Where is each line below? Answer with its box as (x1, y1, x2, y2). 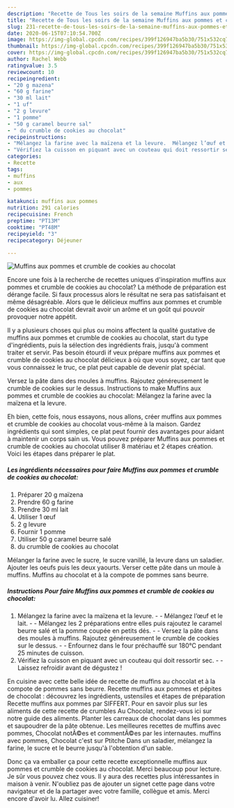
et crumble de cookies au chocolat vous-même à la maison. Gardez (7, 420, 201, 428)
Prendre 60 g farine (17, 498, 74, 507)
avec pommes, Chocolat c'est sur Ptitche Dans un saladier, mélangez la (7, 737, 212, 745)
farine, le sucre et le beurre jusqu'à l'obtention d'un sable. (7, 744, 173, 752)
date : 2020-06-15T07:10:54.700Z (7, 29, 101, 37)
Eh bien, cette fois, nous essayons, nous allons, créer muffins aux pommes (7, 412, 222, 421)
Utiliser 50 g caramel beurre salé (17, 535, 111, 544)
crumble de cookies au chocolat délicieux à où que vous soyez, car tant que (7, 356, 226, 364)
